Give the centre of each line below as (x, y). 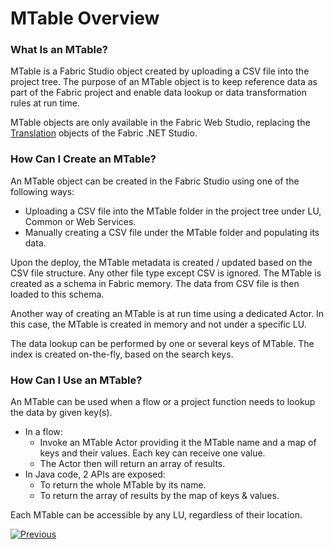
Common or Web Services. (80, 221)
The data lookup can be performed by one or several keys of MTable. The (162, 343)
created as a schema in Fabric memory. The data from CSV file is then (155, 283)
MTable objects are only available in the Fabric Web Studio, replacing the (160, 123)
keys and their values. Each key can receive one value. (152, 453)
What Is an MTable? (59, 50)
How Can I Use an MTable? (76, 380)
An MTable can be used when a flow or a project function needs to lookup (163, 402)
